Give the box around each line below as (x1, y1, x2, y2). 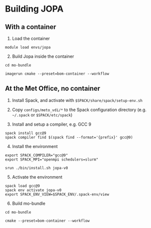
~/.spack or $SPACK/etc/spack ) (12, 112, 73, 117)
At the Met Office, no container (5, 84, 100, 93)
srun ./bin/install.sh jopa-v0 (5, 165, 68, 170)
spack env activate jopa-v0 (5, 188, 62, 193)
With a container (5, 23, 57, 31)
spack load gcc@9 (5, 183, 40, 188)
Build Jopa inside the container (12, 53, 74, 59)
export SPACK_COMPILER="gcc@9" (5, 153, 68, 158)
